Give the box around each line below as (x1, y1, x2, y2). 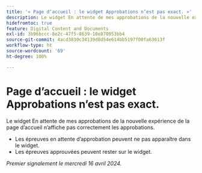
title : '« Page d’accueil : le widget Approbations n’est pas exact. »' (6, 8, 192, 15)
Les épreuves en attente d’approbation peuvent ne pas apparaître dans (14, 135, 191, 142)
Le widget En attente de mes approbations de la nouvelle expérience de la (6, 117, 190, 124)
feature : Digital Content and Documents (6, 25, 109, 32)
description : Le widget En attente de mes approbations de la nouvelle (6, 14, 189, 20)
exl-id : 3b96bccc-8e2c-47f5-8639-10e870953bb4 (6, 31, 125, 37)
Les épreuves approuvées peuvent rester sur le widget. (14, 148, 152, 155)
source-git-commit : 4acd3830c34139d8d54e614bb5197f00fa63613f (6, 37, 165, 43)
